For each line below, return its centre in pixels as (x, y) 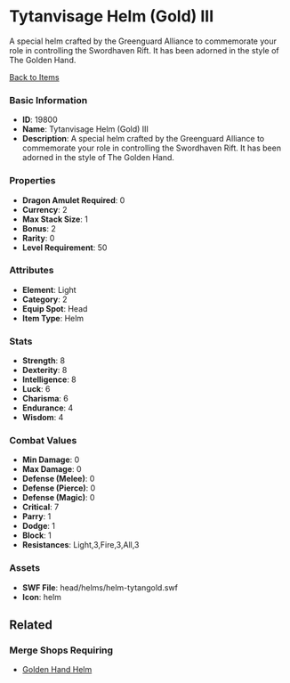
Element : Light (49, 289)
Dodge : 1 (39, 526)
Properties (32, 181)
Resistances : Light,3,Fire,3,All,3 (81, 545)
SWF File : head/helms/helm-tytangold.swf (100, 587)
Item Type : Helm (53, 318)
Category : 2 (44, 299)
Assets (25, 568)
